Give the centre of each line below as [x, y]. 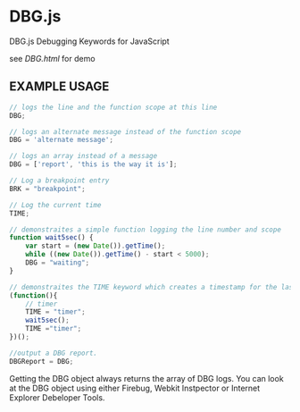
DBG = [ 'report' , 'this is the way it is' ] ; [93, 164]
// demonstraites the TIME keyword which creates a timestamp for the [143, 287]
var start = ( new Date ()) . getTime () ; [96, 246]
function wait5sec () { [51, 238]
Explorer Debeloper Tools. [57, 397]
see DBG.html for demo [52, 58]
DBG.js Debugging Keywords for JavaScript [89, 41]
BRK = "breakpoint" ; [48, 189]
